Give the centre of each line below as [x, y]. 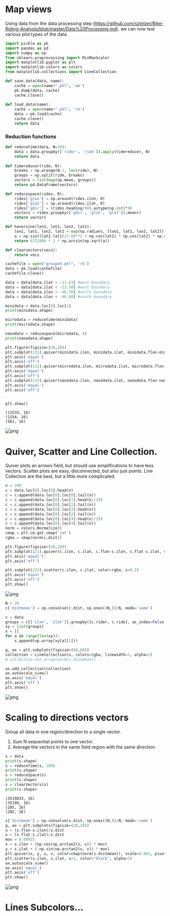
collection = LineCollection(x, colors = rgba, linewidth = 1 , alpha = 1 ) [79, 655]
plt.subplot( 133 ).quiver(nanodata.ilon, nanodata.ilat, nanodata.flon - [82, 380]
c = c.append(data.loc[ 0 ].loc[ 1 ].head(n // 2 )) [54, 500]
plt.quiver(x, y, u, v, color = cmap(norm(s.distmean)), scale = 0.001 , [79, 854]
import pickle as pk [27, 43]
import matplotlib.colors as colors [44, 67]
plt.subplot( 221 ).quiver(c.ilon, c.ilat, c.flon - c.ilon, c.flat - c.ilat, [83, 551]
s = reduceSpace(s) [26, 775]
